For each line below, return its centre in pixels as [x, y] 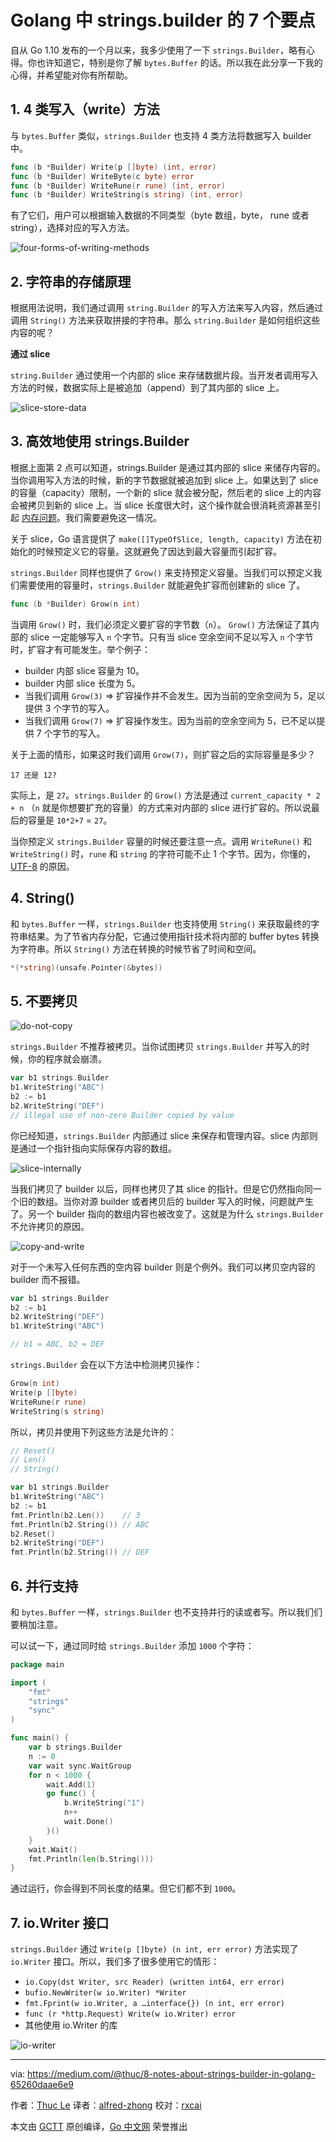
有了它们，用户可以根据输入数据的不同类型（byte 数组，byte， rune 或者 [160, 215]
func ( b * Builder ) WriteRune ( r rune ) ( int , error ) [118, 186]
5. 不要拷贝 [44, 1001]
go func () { [71, 1794]
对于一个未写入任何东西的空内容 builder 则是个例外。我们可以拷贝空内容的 [163, 1267]
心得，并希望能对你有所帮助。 [71, 75]
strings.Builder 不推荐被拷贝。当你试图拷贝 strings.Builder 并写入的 [156, 1047]
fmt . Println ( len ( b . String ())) [91, 1859]
